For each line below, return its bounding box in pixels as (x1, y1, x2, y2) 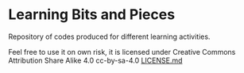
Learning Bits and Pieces (8, 6, 176, 24)
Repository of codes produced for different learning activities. (8, 32, 211, 41)
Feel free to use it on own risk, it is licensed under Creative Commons (8, 47, 236, 56)
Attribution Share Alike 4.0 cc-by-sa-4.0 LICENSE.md (8, 56, 183, 65)
